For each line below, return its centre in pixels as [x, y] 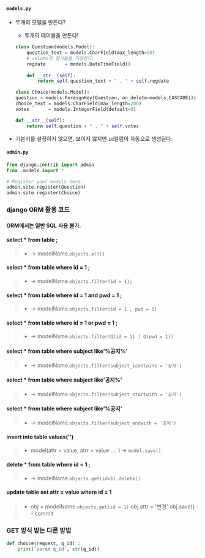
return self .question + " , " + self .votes [83, 126]
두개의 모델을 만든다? [40, 23]
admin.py [17, 153]
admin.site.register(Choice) [43, 193]
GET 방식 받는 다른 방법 [39, 530]
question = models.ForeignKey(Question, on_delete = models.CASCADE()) [106, 98]
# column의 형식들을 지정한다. [61, 58]
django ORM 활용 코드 [38, 210]
